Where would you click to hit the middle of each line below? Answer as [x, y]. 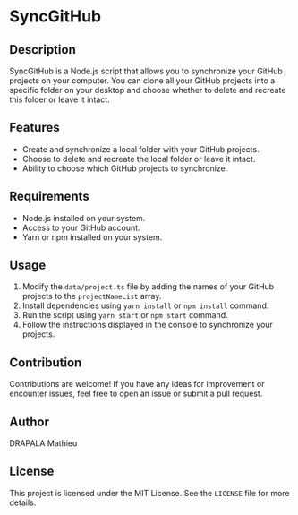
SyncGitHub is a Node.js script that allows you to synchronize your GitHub [146, 71]
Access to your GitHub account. [81, 227]
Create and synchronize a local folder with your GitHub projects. [140, 149]
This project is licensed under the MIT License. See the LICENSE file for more [149, 493]
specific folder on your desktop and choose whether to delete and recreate [148, 90]
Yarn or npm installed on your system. [92, 237]
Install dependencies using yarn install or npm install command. [145, 305]
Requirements [49, 197]
